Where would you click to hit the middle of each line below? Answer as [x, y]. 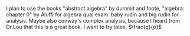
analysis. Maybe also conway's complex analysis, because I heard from [93, 21]
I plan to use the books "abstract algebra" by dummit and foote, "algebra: [95, 8]
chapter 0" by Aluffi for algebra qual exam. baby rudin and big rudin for [92, 15]
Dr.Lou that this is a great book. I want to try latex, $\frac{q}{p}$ [84, 27]
